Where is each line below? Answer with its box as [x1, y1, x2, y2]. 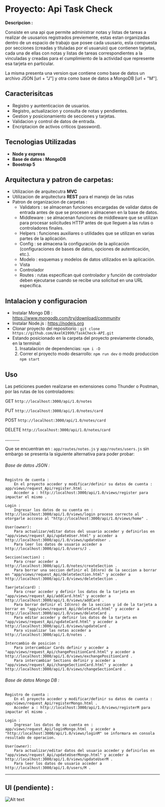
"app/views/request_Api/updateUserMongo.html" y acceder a [5, 752, 129, 758]
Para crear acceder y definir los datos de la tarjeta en [14, 589, 135, 595]
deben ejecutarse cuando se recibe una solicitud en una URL [19, 277, 143, 283]
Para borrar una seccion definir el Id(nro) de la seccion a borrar [14, 568, 157, 573]
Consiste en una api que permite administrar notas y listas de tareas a [5, 29, 146, 35]
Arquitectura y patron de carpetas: [5, 176, 114, 184]
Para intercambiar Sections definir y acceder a [14, 658, 115, 663]
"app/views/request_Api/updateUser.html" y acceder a [5, 534, 118, 538]
